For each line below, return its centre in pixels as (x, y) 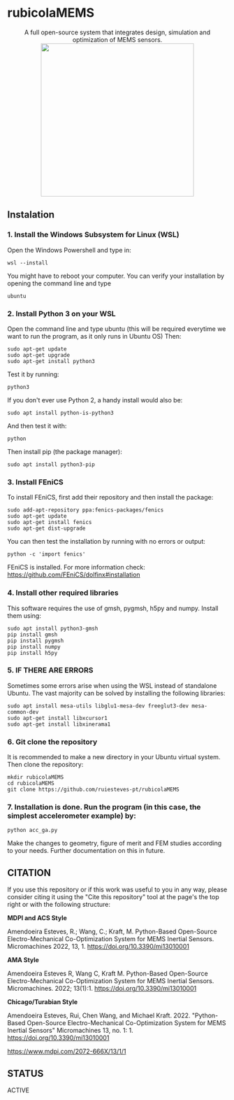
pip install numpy (34, 647)
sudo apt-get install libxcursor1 (58, 718)
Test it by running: (33, 374)
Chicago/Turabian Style (43, 1002)
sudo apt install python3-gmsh (53, 628)
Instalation (31, 215)
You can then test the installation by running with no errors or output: (107, 542)
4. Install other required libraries (63, 593)
